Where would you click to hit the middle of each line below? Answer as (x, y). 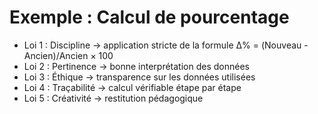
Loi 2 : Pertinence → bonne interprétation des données (136, 66)
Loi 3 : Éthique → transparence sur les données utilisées (139, 77)
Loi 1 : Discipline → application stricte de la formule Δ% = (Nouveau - (166, 45)
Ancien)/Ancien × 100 (68, 55)
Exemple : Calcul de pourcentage (149, 17)
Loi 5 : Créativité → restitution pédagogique (113, 98)
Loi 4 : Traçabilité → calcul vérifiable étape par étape (132, 87)
